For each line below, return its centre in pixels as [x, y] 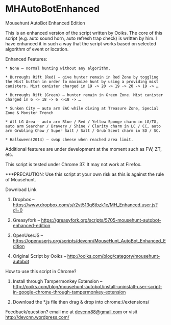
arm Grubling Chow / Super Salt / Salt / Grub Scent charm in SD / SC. [83, 130]
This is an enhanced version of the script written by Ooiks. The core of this [84, 33]
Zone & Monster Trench [29, 113]
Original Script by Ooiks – [39, 256]
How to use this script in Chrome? [41, 271]
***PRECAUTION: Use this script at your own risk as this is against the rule [85, 174]
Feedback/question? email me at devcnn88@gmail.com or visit [71, 312]
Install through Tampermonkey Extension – [57, 281]
